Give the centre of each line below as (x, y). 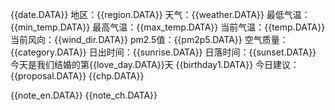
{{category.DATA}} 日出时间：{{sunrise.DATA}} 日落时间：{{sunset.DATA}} (163, 52)
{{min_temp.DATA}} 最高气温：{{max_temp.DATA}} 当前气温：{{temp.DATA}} (168, 27)
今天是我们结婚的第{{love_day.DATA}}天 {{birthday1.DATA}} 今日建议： (155, 64)
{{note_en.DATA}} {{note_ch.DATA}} (84, 95)
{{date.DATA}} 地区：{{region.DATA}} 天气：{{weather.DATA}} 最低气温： (160, 14)
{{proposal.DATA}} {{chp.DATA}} (77, 76)
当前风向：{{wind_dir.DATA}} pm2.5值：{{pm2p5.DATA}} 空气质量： (149, 39)
